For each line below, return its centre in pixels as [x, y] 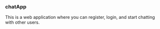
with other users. [22, 22]
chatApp [16, 7]
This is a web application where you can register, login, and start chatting [80, 17]
